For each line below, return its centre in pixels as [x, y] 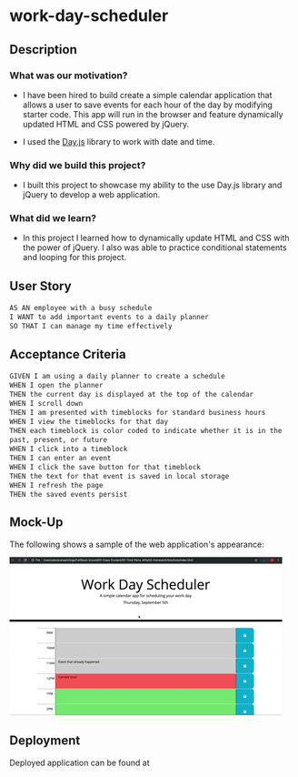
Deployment [45, 741]
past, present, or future [58, 440]
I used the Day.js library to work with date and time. [119, 141]
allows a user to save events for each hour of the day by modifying [147, 105]
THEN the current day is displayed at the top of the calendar [132, 395]
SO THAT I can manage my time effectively [91, 327]
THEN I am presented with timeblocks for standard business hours [138, 413]
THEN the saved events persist [69, 495]
